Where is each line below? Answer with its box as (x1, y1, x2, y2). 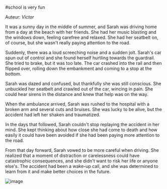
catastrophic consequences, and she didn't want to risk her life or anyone (5, 158, 158, 164)
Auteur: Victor (5, 14, 34, 20)
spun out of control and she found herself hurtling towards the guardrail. (5, 55, 155, 61)
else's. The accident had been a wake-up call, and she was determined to (5, 163, 158, 169)
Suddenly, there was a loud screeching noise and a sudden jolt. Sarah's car (5, 50, 162, 55)
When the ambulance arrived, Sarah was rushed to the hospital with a (5, 101, 150, 107)
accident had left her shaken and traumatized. (5, 112, 101, 118)
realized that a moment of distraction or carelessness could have (5, 153, 140, 158)
